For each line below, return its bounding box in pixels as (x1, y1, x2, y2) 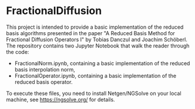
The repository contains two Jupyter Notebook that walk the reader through (6, 42, 190, 49)
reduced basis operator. (14, 78, 73, 86)
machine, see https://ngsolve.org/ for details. (6, 96, 116, 103)
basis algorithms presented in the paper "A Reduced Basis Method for (6, 29, 175, 36)
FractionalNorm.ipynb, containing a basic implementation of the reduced (14, 60, 190, 67)
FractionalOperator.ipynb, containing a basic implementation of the (14, 72, 177, 79)
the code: (6, 48, 29, 55)
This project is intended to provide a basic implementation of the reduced (6, 23, 184, 30)
